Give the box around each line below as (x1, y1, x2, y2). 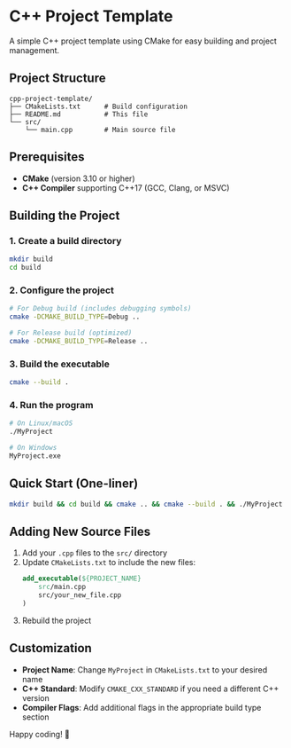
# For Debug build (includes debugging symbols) (9, 304, 192, 313)
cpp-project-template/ (9, 94, 93, 103)
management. (9, 44, 60, 55)
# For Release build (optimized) (9, 328, 133, 338)
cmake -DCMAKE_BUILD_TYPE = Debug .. (9, 312, 141, 321)
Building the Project (9, 208, 120, 223)
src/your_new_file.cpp (38, 591, 122, 600)
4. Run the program (9, 398, 94, 411)
